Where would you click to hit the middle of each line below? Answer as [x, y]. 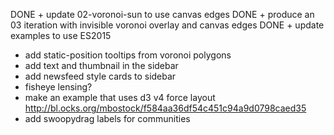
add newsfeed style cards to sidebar [100, 76]
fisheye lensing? [58, 87]
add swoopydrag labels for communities [107, 118]
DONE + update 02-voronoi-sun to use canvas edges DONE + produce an [162, 14]
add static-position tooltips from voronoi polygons [128, 55]
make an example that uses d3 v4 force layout [120, 97]
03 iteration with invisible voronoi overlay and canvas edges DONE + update [167, 25]
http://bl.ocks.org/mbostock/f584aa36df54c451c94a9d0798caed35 [165, 108]
